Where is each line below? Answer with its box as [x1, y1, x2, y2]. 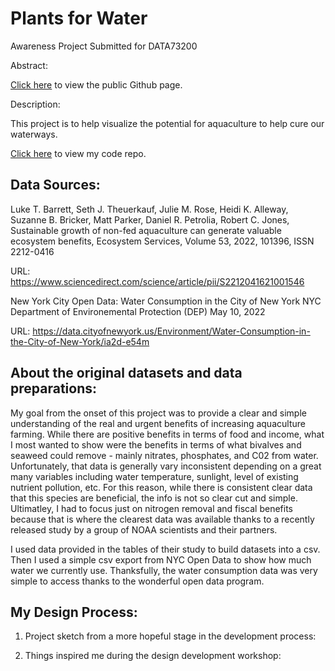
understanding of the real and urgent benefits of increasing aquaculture [10, 417, 306, 429]
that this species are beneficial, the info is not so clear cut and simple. [10, 492, 298, 504]
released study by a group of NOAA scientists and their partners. [10, 523, 278, 536]
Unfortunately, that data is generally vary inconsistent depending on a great [10, 460, 322, 472]
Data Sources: [10, 177, 101, 194]
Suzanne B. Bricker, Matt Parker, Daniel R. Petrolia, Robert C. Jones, [10, 213, 290, 226]
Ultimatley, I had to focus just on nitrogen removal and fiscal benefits [10, 502, 293, 514]
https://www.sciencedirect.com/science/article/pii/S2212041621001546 [10, 275, 305, 287]
